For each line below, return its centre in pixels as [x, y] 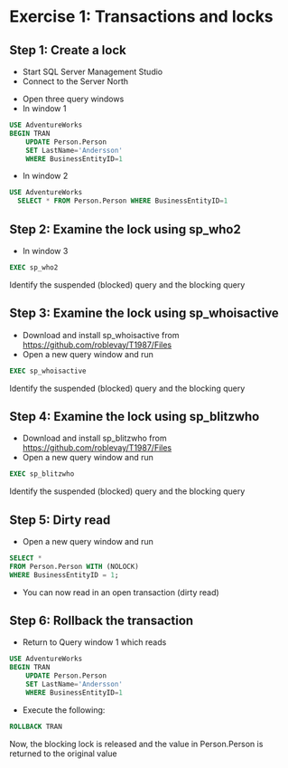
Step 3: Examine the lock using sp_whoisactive [144, 313]
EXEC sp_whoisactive [48, 371]
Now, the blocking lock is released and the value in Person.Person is [136, 744]
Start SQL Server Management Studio [93, 71]
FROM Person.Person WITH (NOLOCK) [74, 566]
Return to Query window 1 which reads [94, 642]
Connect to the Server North [75, 81]
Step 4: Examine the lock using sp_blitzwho [135, 417]
